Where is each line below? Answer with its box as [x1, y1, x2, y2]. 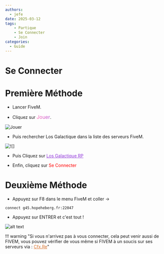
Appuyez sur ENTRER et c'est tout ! [12, 214, 84, 220]
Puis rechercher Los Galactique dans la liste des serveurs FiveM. [12, 134, 144, 140]
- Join [14, 35, 28, 40]
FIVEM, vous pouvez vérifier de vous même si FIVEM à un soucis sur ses [5, 238, 153, 244]
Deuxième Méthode [5, 180, 87, 190]
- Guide [9, 44, 26, 49]
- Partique [14, 26, 36, 31]
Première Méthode [5, 88, 83, 99]
